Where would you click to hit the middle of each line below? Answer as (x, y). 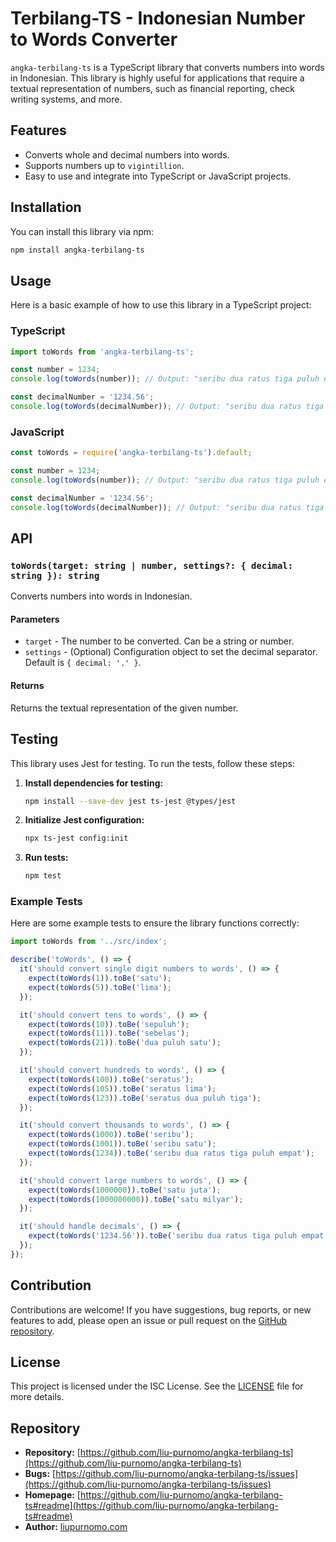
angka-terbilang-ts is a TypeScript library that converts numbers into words (167, 67)
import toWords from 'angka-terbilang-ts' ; (102, 352)
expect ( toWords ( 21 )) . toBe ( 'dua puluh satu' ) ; (125, 1043)
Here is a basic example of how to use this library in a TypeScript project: (161, 305)
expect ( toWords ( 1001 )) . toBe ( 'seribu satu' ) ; (122, 1144)
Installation (46, 207)
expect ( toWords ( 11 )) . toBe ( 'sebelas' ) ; (109, 1033)
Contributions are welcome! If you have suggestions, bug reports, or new (161, 1309)
